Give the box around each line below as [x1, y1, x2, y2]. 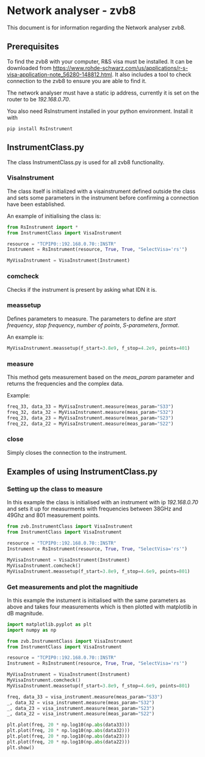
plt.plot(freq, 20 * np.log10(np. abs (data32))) [7, 728, 131, 734]
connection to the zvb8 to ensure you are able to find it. [7, 77, 147, 84]
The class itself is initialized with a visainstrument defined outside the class [7, 187, 196, 195]
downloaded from [7, 64, 52, 71]
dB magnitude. [7, 609, 44, 617]
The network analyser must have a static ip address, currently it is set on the [7, 89, 200, 96]
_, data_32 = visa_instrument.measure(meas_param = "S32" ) [7, 700, 155, 706]
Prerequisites [7, 42, 59, 52]
